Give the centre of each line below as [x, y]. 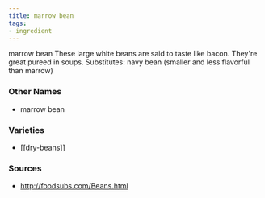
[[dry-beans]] [43, 147]
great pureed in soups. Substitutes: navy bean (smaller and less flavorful [129, 62]
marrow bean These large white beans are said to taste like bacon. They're [133, 54]
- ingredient [30, 31]
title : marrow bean [41, 16]
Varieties [26, 130]
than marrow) [31, 71]
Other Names [35, 92]
